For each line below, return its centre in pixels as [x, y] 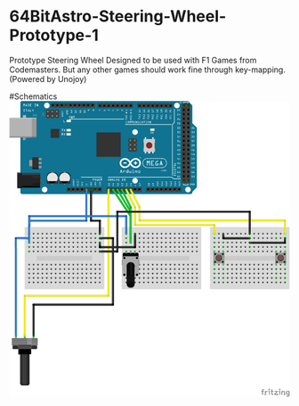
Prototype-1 [54, 35]
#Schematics [33, 96]
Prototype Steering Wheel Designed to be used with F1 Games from [133, 60]
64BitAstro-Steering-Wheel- [118, 17]
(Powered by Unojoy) [48, 79]
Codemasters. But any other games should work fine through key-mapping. [148, 70]
